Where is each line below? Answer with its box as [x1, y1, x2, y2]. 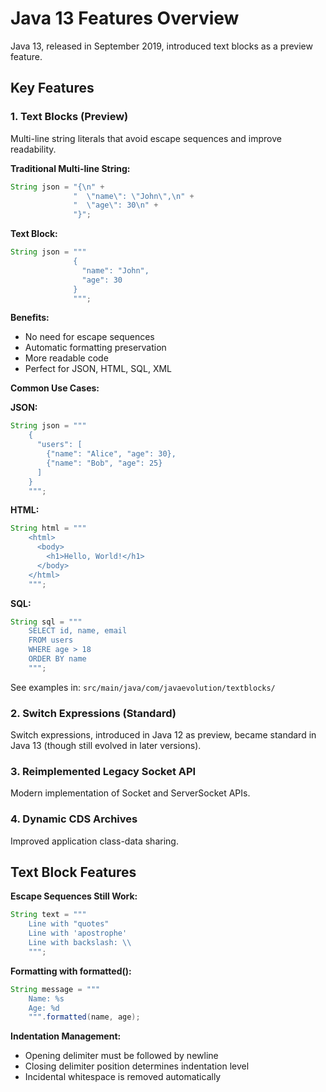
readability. [10, 143, 57, 155]
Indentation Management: [10, 1030, 122, 1042]
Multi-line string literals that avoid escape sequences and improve [10, 132, 282, 144]
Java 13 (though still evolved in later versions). [10, 740, 202, 752]
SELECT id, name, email [28, 626, 128, 636]
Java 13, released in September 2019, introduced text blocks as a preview [10, 40, 313, 52]
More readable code [24, 352, 109, 364]
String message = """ [10, 984, 101, 994]
